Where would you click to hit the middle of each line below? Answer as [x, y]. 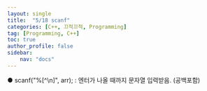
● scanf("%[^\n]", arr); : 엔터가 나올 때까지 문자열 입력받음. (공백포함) [104, 80]
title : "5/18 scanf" [39, 20]
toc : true [22, 40]
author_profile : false [40, 46]
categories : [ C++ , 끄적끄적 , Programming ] [67, 27]
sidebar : [20, 53]
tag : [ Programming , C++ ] [43, 33]
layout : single [29, 14]
